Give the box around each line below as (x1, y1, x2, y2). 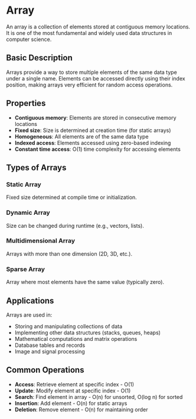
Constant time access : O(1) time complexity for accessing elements (14, 146, 181, 153)
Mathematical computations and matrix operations (14, 335, 138, 342)
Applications (6, 295, 54, 305)
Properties (6, 98, 46, 108)
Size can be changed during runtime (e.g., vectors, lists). (6, 222, 145, 229)
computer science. (6, 36, 52, 43)
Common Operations (6, 365, 84, 375)
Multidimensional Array (6, 237, 76, 245)
